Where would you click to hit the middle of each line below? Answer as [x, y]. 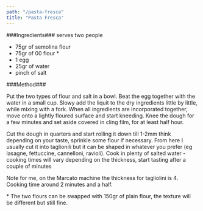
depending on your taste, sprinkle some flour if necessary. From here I [95, 140]
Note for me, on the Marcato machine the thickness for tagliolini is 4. [92, 178]
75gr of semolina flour [43, 47]
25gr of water [32, 66]
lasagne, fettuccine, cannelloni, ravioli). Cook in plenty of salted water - [96, 153]
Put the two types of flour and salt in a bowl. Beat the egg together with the [101, 96]
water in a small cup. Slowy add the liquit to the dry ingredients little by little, [102, 102]
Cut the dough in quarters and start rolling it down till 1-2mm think [89, 134]
